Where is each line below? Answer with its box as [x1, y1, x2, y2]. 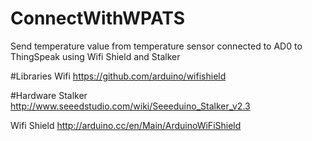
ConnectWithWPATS [10, 7, 186, 30]
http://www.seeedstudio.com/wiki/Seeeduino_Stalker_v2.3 [10, 100, 251, 112]
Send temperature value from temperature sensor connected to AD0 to [10, 40, 303, 52]
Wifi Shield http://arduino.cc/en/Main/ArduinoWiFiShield [10, 119, 242, 131]
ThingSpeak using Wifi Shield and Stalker [10, 50, 181, 62]
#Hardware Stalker [10, 89, 88, 101]
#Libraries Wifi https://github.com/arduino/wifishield [10, 70, 227, 82]
